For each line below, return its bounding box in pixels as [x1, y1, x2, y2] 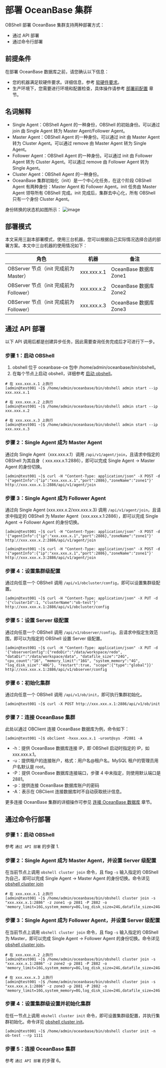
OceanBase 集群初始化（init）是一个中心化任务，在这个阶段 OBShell [12, 177, 152, 183]
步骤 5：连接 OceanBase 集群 [5, 1045, 76, 1052]
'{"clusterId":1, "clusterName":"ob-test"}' [5, 600, 98, 605]
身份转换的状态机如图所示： [5, 206, 62, 212]
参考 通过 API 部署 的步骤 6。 [5, 1058, 63, 1064]
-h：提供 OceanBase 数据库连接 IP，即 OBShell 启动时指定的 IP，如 [12, 745, 150, 751]
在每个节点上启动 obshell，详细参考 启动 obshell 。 [12, 370, 115, 377]
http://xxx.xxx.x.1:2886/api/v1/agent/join [5, 482, 96, 487]
